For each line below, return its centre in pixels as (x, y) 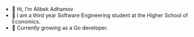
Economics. (26, 21)
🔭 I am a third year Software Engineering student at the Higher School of (100, 15)
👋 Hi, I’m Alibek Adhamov (43, 9)
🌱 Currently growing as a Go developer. (60, 28)
